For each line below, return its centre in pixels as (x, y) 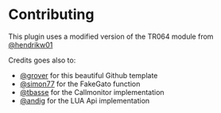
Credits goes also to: (42, 60)
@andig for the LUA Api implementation (85, 100)
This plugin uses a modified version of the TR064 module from (111, 36)
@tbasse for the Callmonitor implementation (92, 92)
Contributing (51, 15)
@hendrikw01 (31, 44)
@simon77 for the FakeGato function (80, 84)
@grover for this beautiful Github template (89, 75)
